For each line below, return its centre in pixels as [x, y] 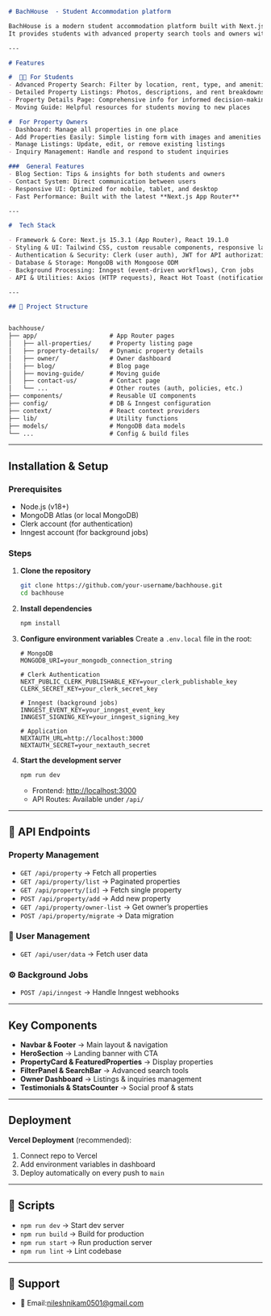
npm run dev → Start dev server [72, 1225]
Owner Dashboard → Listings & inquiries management [110, 1079]
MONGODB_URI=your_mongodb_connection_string [96, 660]
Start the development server [71, 760]
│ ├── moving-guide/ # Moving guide [84, 374]
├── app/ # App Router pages [92, 336]
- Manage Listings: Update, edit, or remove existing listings [117, 144]
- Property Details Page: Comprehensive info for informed [110, 100]
